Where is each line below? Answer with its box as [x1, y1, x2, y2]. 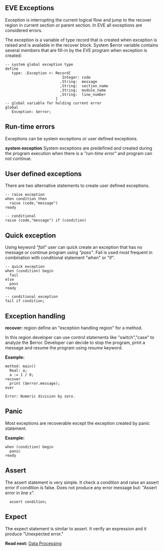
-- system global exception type [5, 62, 73, 67]
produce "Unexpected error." [5, 531, 64, 537]
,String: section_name [59, 83, 109, 88]
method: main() [5, 364, 36, 369]
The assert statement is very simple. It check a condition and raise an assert [5, 479, 159, 485]
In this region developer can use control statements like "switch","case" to [5, 335, 155, 341]
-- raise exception [5, 192, 45, 197]
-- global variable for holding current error [5, 101, 102, 105]
